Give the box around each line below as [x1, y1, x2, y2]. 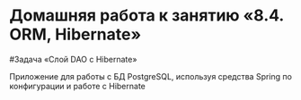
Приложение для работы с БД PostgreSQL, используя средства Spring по [9, 71, 292, 81]
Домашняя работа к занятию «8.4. [9, 5, 285, 26]
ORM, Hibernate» [9, 24, 142, 45]
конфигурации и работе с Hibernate [9, 80, 146, 91]
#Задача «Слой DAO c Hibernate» [9, 54, 137, 64]
